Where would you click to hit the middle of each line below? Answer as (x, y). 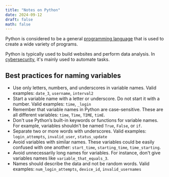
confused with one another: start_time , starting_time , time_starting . (87, 147)
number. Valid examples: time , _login (52, 104)
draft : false (19, 19)
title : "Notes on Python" (33, 10)
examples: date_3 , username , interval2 (53, 93)
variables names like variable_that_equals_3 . (61, 158)
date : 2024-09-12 (24, 15)
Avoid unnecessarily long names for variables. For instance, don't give (87, 153)
